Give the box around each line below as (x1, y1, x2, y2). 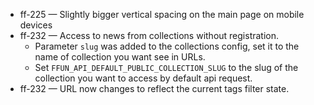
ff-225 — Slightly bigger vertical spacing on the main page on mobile (19, 9, 305, 20)
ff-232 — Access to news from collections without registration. (19, 30, 280, 41)
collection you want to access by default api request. (34, 72, 253, 84)
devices (19, 19, 53, 31)
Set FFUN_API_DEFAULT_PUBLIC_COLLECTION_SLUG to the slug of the (34, 62, 299, 73)
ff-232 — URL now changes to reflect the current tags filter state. (19, 83, 290, 94)
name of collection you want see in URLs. (34, 51, 206, 63)
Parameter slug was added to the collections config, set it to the (34, 40, 300, 52)
